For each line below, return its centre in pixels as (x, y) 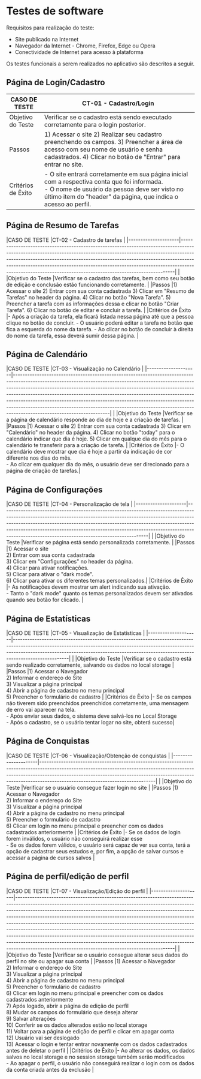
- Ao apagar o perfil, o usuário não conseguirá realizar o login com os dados (100, 1063)
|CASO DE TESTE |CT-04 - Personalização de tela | (69, 504)
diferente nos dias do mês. (39, 458)
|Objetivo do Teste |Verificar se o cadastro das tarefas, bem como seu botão (100, 278)
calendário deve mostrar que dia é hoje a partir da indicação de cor (89, 452)
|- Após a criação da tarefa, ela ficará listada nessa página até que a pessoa (100, 316)
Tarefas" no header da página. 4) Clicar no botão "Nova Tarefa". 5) (89, 297)
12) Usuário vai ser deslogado (43, 1038)
